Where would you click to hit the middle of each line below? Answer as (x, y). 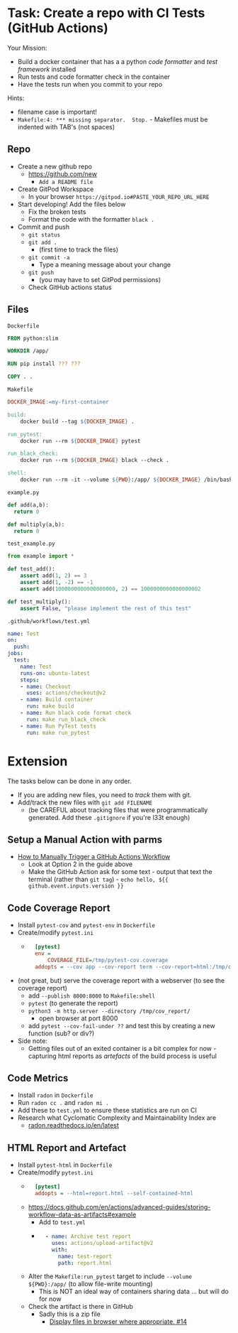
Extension (38, 761)
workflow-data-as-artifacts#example (82, 1214)
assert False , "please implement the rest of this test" (106, 608)
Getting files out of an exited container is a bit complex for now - (122, 1048)
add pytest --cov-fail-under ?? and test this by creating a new (121, 1025)
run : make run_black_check (66, 719)
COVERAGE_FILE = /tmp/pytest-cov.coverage (108, 960)
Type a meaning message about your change (105, 264)
